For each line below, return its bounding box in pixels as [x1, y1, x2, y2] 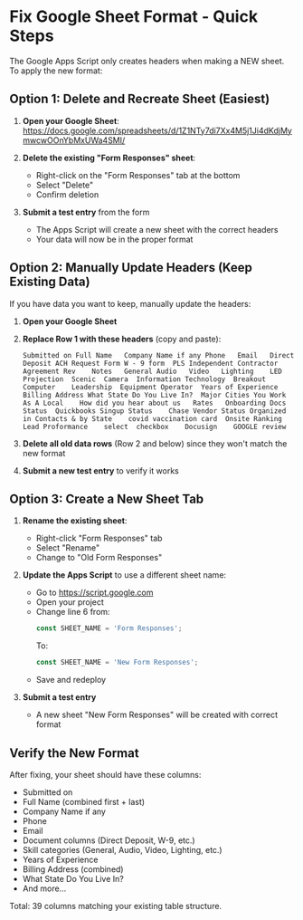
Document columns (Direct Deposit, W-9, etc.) [22, 835, 196, 846]
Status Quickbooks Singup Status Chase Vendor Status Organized [22, 406, 287, 416]
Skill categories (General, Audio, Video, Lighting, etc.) [22, 844, 223, 855]
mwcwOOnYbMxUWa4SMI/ [22, 134, 126, 146]
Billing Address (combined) [22, 863, 124, 875]
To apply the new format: [9, 65, 103, 76]
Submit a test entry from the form [22, 206, 150, 217]
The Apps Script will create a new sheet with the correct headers [35, 224, 279, 235]
